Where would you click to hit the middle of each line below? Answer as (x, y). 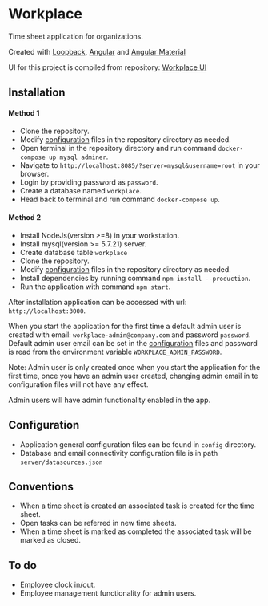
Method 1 (24, 112)
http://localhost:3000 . (47, 311)
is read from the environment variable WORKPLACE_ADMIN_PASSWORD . (115, 352)
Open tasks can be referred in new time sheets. (98, 523)
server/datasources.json (61, 462)
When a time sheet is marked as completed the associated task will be (136, 531)
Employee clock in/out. (58, 585)
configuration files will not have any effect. (78, 384)
